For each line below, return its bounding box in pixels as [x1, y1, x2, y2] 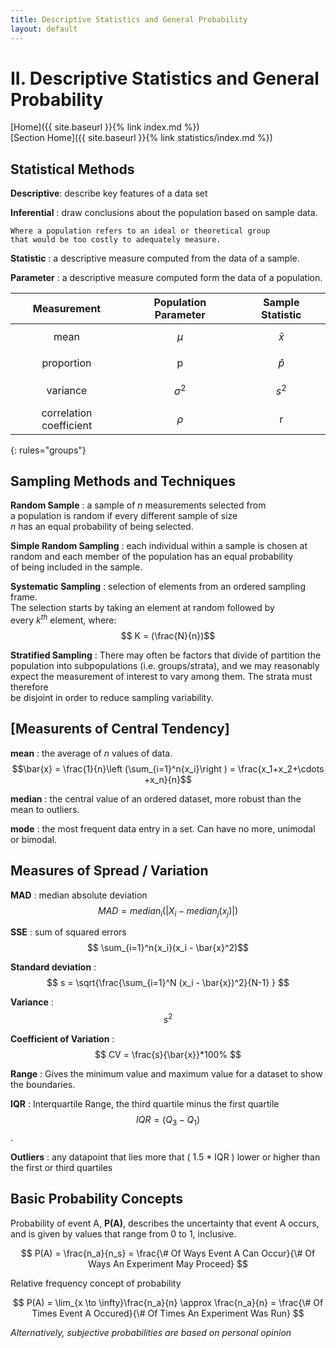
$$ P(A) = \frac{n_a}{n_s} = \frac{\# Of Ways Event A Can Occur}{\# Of [20, 1247, 316, 1259]
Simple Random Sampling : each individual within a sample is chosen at [10, 540, 308, 552]
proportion [41, 356, 92, 370]
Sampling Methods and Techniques [10, 472, 236, 490]
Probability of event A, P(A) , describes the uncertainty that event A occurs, [10, 1217, 320, 1229]
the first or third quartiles [10, 1161, 113, 1173]
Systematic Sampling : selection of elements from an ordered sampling [10, 581, 306, 593]
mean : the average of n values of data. [10, 747, 173, 759]
